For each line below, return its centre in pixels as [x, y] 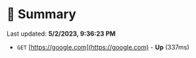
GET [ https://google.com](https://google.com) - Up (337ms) [103, 47]
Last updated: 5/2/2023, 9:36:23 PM [61, 34]
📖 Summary [41, 14]
